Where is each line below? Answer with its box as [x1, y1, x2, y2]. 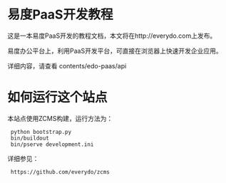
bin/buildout [10, 135, 50, 142]
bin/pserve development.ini [10, 140, 94, 148]
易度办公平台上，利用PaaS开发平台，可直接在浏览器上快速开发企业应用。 [7, 46, 222, 55]
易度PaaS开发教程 [7, 6, 113, 23]
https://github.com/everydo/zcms [10, 168, 111, 175]
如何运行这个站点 [7, 90, 108, 105]
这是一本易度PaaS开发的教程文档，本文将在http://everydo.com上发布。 [7, 31, 217, 40]
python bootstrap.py [10, 128, 72, 135]
